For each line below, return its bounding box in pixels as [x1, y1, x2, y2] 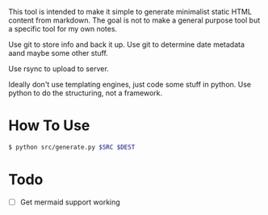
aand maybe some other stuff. [8, 48, 109, 57]
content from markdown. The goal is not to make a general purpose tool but [8, 15, 261, 25]
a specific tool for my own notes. [8, 24, 118, 33]
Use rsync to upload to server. [8, 64, 109, 74]
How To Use [8, 116, 90, 135]
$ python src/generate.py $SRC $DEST [8, 143, 136, 151]
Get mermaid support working [19, 197, 121, 207]
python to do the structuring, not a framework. [8, 88, 163, 98]
